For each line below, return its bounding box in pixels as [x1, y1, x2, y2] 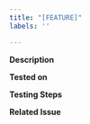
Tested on [9, 71, 48, 82]
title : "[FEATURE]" [9, 13, 83, 22]
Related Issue [9, 106, 61, 117]
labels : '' [9, 22, 50, 31]
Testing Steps [9, 89, 63, 100]
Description [9, 54, 55, 65]
